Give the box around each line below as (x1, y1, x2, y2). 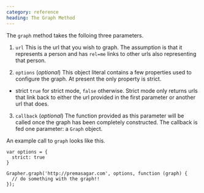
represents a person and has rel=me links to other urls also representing (15, 50, 197, 57)
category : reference (6, 9, 59, 15)
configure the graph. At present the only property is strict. (15, 75, 162, 82)
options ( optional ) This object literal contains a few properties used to (15, 68, 192, 76)
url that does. (15, 100, 49, 108)
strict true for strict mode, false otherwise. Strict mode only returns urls (15, 87, 198, 94)
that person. (15, 57, 47, 64)
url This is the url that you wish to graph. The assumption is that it (15, 44, 183, 51)
